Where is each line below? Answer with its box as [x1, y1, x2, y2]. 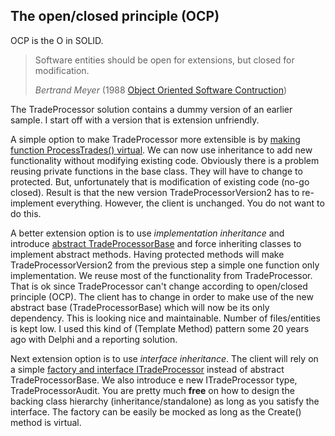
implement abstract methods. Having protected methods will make [10, 248, 285, 260]
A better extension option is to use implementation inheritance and [10, 227, 285, 239]
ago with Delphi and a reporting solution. [10, 333, 178, 345]
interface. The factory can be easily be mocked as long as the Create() [10, 405, 302, 418]
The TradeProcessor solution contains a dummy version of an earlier [10, 103, 293, 115]
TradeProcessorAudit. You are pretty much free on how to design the [10, 384, 295, 396]
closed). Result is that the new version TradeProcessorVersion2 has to [10, 186, 300, 198]
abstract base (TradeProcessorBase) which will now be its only [10, 301, 270, 313]
